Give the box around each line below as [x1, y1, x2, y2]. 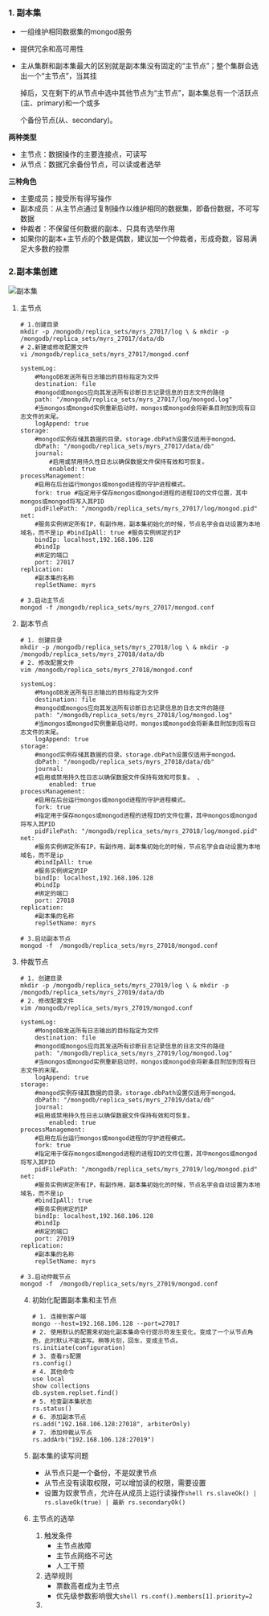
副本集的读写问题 [31, 1450, 89, 1460]
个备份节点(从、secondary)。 [19, 115, 118, 125]
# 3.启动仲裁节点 [19, 1273, 71, 1281]
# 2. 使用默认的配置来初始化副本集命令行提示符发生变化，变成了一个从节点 [31, 1328, 247, 1336]
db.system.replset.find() [31, 1388, 119, 1397]
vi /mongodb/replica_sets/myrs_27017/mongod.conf [19, 350, 190, 359]
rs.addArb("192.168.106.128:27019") [31, 1435, 155, 1444]
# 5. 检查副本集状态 [31, 1397, 92, 1405]
